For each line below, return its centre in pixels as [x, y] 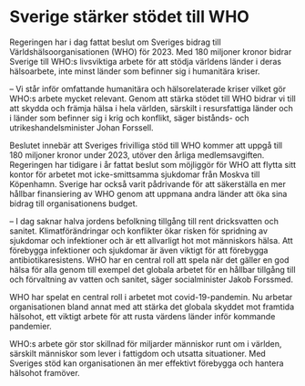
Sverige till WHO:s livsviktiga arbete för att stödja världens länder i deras [146, 61]
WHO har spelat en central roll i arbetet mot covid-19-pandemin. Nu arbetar [151, 297]
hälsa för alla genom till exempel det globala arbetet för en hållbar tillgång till [152, 269]
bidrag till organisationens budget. [74, 203]
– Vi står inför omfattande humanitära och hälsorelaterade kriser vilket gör [148, 89]
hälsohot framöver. [45, 372]
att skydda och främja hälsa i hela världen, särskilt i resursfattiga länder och [151, 108]
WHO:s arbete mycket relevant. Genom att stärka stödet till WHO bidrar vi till [152, 99]
